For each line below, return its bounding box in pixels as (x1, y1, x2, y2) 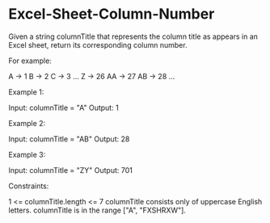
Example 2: (8, 118, 46, 128)
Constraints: (8, 181, 49, 191)
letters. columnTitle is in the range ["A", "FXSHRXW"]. (8, 205, 186, 215)
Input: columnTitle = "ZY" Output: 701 (8, 165, 133, 175)
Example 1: (8, 86, 44, 97)
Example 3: (8, 149, 46, 159)
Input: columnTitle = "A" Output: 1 (8, 103, 119, 112)
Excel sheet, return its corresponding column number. (8, 40, 188, 49)
